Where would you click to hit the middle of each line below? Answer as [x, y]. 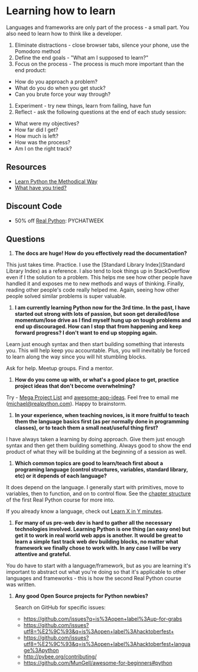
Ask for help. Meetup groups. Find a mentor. [60, 369]
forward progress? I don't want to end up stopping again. [86, 333]
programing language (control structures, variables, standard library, [101, 470]
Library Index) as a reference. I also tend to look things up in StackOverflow [98, 271]
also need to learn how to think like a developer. [64, 33]
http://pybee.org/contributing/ [60, 657]
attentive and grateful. [43, 554]
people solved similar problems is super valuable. [66, 296]
